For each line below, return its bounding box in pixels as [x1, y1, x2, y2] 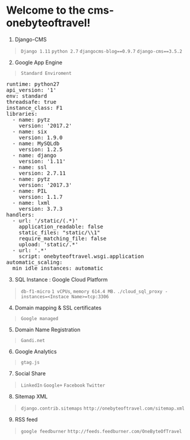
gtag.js [20, 359, 40, 365]
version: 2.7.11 [18, 170, 66, 176]
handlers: [6, 211, 34, 218]
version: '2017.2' [18, 122, 72, 129]
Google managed [20, 315, 59, 321]
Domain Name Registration [14, 326, 81, 333]
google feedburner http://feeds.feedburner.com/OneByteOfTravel [20, 428, 182, 434]
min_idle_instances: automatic [12, 265, 104, 271]
